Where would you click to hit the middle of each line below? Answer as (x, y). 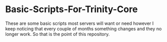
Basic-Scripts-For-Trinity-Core (72, 9)
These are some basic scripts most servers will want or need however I (79, 23)
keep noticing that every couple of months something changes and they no (83, 28)
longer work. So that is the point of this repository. (57, 34)
